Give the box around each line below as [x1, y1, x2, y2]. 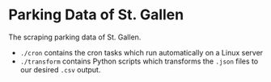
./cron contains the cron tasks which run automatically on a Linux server [19, 47, 264, 57]
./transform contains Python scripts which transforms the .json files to [19, 56, 259, 66]
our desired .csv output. [19, 64, 101, 74]
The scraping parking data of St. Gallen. [8, 32, 142, 42]
